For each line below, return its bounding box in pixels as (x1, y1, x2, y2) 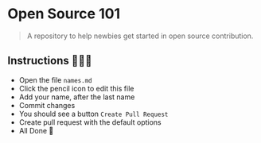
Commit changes (18, 100, 76, 110)
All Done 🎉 (18, 126, 54, 135)
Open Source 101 (7, 5, 121, 23)
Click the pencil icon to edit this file (18, 83, 134, 93)
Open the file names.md (18, 75, 92, 84)
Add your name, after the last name (18, 92, 135, 102)
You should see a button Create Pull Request (18, 109, 169, 118)
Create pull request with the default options (18, 117, 162, 127)
